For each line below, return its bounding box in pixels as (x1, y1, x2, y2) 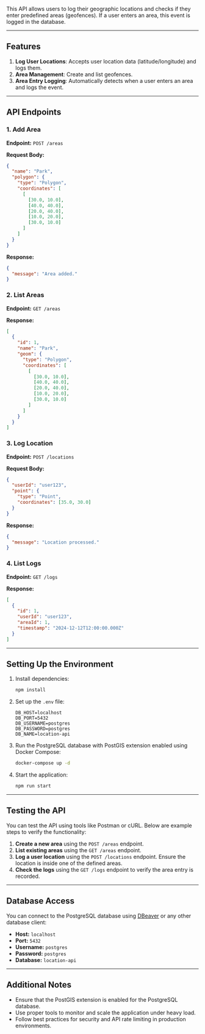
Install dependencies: (15, 675, 70, 683)
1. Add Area (6, 125, 41, 134)
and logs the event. (15, 84, 64, 91)
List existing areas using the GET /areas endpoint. (15, 846, 142, 853)
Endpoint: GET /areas (6, 304, 61, 312)
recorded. (15, 872, 40, 880)
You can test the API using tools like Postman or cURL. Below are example (6, 822, 192, 829)
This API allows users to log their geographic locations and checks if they (6, 5, 191, 12)
